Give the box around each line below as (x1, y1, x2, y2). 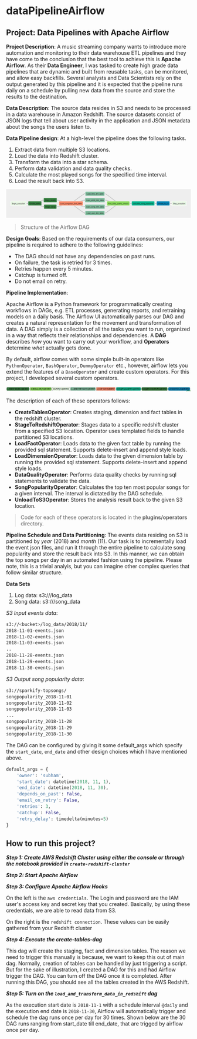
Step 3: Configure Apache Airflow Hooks (6, 883, 108, 890)
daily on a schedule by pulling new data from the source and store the (6, 87, 175, 94)
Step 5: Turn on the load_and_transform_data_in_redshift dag (6, 990, 158, 997)
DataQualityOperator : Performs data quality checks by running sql (14, 471, 177, 478)
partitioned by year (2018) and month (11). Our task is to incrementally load (6, 537, 186, 545)
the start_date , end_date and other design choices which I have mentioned (6, 748, 188, 755)
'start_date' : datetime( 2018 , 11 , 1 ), (16, 778, 111, 785)
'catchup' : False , (16, 810, 62, 815)
